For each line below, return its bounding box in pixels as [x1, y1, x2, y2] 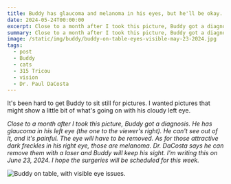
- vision [13, 73, 38, 81]
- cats [13, 61, 32, 68]
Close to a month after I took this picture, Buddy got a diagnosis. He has [7, 119, 212, 128]
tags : [7, 42, 23, 49]
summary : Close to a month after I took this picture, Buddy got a [7, 29, 205, 36]
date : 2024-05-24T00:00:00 [7, 16, 85, 23]
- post [13, 49, 32, 56]
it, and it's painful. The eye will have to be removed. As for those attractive [7, 135, 219, 143]
